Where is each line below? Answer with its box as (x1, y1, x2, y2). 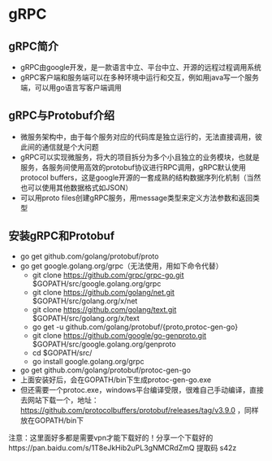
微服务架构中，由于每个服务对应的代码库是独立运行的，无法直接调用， (19, 132, 256, 141)
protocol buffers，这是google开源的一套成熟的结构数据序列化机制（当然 (19, 172, 261, 182)
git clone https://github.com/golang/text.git (32, 304, 177, 314)
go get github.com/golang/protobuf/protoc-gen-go (19, 365, 191, 375)
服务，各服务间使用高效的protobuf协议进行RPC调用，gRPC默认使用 (19, 162, 246, 172)
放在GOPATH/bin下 (19, 415, 84, 425)
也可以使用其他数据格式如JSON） (19, 182, 133, 192)
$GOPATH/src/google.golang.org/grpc (32, 278, 162, 289)
